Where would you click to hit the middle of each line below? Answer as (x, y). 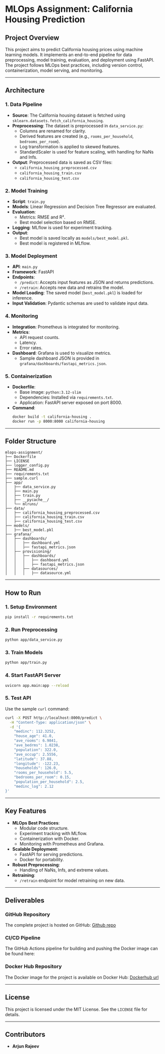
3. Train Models (24, 652)
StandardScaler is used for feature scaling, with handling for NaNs (86, 152)
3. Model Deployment (31, 256)
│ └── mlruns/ (22, 504)
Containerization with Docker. (49, 838)
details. (13, 1014)
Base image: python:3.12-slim (50, 392)
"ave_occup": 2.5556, (36, 754)
